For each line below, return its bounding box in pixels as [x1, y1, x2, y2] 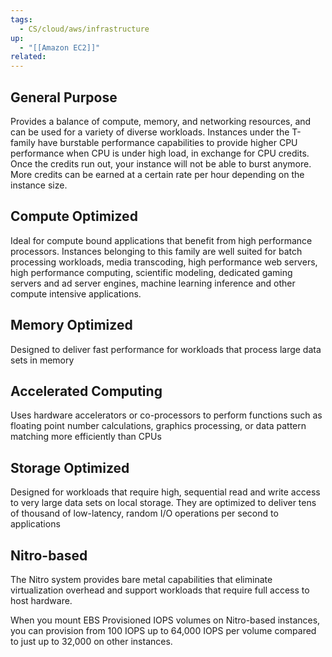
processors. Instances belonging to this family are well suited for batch [10, 245, 303, 257]
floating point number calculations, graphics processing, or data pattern [10, 420, 307, 432]
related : [10, 52, 47, 62]
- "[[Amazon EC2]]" [19, 42, 101, 53]
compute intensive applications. [10, 287, 142, 300]
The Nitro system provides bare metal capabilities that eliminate [10, 574, 273, 585]
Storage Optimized [10, 459, 130, 476]
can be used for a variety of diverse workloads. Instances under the [10, 126, 290, 138]
